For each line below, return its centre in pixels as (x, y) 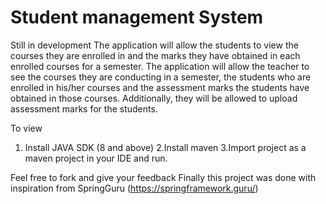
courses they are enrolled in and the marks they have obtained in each (155, 55)
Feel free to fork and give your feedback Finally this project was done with (163, 177)
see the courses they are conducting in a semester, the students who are (161, 77)
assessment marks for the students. (84, 108)
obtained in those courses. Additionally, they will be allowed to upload (154, 98)
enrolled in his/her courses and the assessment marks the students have (160, 87)
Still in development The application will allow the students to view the (154, 45)
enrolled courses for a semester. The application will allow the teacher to (160, 66)
